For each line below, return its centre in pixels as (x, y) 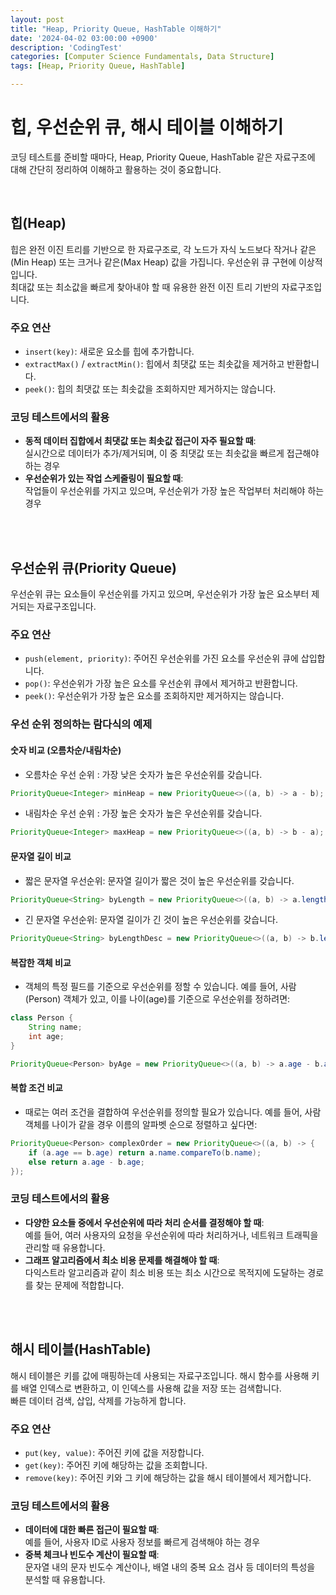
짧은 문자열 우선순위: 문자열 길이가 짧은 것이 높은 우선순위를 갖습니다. (159, 880)
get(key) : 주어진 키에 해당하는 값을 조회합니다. (116, 1465)
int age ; (46, 1037)
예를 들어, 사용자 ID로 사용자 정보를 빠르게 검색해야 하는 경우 (142, 1542)
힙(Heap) (38, 223)
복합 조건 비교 (36, 1088)
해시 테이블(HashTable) (81, 1349)
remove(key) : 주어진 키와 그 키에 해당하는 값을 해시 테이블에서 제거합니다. (168, 1477)
